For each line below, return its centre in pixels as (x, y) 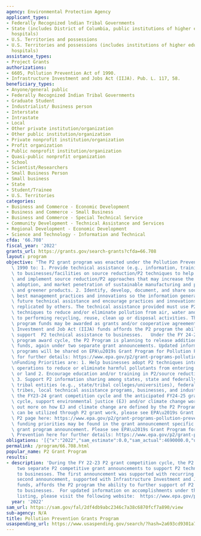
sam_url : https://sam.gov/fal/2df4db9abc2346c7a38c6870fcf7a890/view (95, 507)
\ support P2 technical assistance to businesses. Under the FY (98, 335)
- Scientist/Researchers (37, 168)
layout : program (26, 257)
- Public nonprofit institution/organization (64, 151)
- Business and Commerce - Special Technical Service (75, 218)
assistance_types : (29, 56)
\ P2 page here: (32, 418)
